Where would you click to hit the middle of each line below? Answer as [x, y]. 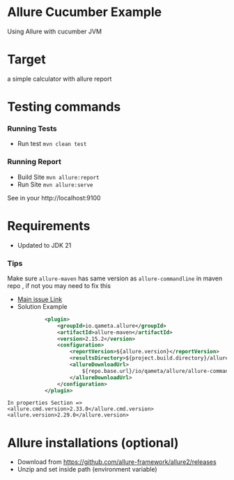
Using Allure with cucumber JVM [55, 31]
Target [27, 59]
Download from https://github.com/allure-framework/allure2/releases [117, 462]
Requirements [49, 226]
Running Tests [32, 128]
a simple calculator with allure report [60, 79]
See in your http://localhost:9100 [54, 198]
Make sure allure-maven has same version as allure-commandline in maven [115, 278]
